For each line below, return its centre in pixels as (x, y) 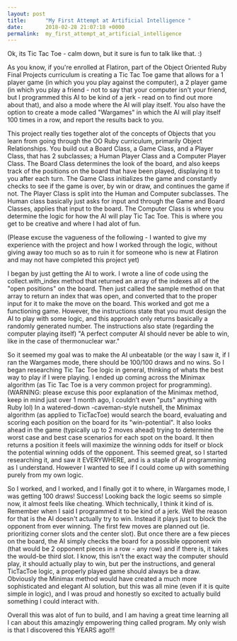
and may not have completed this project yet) (74, 260)
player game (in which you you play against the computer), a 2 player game (117, 83)
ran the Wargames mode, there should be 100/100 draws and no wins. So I (116, 363)
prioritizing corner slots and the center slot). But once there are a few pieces (119, 534)
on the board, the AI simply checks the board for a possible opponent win (114, 541)
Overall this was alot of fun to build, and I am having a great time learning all (118, 615)
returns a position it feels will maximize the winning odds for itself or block (116, 445)
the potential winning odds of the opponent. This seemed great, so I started (117, 452)
